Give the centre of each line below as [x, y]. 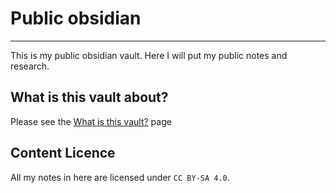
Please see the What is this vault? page [91, 121]
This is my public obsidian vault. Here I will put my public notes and [149, 55]
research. [30, 66]
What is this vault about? [89, 97]
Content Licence [63, 153]
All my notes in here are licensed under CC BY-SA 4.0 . [120, 177]
